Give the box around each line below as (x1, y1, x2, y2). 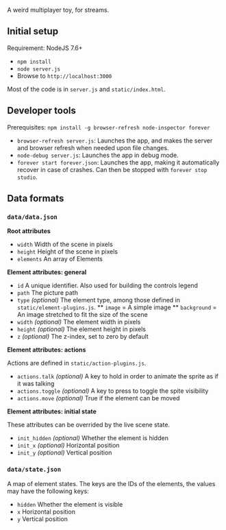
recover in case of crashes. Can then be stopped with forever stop (16, 165, 208, 173)
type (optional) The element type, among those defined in (16, 296, 180, 304)
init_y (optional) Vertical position (16, 448, 112, 457)
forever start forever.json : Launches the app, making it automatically (16, 158, 220, 167)
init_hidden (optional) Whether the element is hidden (16, 434, 169, 442)
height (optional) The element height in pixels (16, 325, 146, 333)
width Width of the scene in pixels (16, 240, 113, 249)
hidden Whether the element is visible (16, 500, 123, 508)
